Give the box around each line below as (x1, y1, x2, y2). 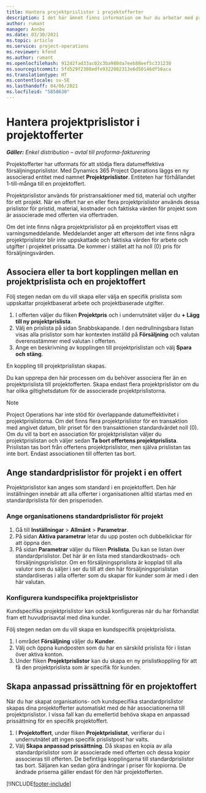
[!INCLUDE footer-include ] (6, 780, 72, 787)
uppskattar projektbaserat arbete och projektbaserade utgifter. (6, 299, 164, 306)
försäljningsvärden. (6, 249, 55, 256)
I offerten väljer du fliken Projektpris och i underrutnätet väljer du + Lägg (15, 311, 200, 319)
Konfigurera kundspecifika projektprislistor (6, 593, 139, 602)
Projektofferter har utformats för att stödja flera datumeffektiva (6, 160, 164, 167)
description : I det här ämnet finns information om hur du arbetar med (6, 15, 193, 21)
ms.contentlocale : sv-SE (6, 77, 70, 83)
